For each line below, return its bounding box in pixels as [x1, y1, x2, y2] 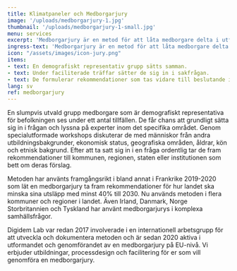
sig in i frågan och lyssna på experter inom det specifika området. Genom [7, 124, 221, 132]
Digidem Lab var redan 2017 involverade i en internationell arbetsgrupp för [7, 226, 224, 234]
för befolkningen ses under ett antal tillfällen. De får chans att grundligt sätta [7, 116, 229, 124]
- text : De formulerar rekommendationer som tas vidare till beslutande [7, 76, 226, 83]
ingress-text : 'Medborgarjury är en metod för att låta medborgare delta [7, 43, 229, 50]
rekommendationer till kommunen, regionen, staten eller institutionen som [7, 153, 221, 162]
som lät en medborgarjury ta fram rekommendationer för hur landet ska [7, 182, 215, 191]
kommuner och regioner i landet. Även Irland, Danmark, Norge [7, 197, 188, 205]
